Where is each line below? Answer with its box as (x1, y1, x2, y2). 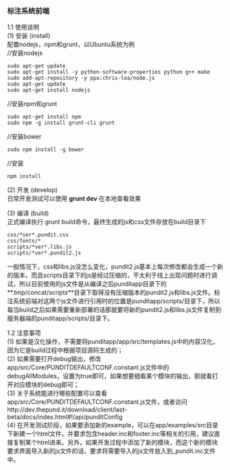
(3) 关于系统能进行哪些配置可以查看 (7, 389, 108, 398)
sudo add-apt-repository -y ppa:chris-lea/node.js (7, 74, 155, 82)
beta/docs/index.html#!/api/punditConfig (7, 413, 123, 421)
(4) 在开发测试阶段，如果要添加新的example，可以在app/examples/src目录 (7, 421, 218, 429)
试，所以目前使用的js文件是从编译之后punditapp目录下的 (7, 280, 167, 288)
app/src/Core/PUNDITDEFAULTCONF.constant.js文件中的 (7, 363, 170, 371)
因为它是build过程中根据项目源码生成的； (7, 346, 124, 354)
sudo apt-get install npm (7, 114, 81, 121)
